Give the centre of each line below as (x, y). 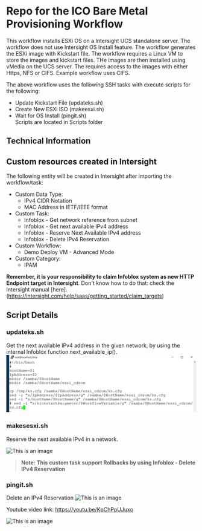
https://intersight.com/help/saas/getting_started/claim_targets (85, 296)
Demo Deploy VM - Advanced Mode (69, 252)
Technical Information (49, 141)
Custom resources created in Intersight (82, 161)
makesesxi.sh (27, 426)
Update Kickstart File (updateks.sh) (59, 103)
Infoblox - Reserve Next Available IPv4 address (82, 233)
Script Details (32, 315)
